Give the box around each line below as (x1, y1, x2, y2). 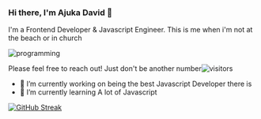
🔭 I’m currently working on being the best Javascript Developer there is (19, 79, 252, 89)
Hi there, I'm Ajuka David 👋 (8, 7, 113, 18)
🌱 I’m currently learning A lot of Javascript (19, 87, 157, 97)
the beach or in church (8, 33, 82, 43)
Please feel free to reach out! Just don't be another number (8, 64, 202, 73)
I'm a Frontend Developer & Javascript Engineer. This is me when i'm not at (8, 25, 253, 35)
